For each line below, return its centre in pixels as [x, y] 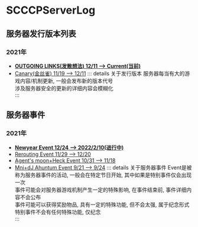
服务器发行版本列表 [41, 33]
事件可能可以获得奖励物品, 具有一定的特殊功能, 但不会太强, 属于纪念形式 [102, 204]
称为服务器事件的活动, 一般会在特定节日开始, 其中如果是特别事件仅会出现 [103, 175]
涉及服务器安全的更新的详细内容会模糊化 [64, 88]
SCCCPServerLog [51, 10]
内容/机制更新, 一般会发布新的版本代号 [66, 81]
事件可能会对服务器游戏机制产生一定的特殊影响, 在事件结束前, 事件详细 [100, 190]
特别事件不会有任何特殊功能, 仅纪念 [58, 212]
